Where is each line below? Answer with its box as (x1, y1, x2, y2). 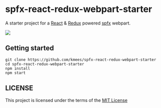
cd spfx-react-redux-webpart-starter (5, 61, 85, 66)
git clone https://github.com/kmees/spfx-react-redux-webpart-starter (5, 57, 156, 62)
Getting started (5, 44, 54, 52)
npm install (5, 66, 30, 71)
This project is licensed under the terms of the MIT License (5, 97, 128, 103)
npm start (5, 70, 26, 75)
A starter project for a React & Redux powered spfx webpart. (5, 20, 131, 26)
